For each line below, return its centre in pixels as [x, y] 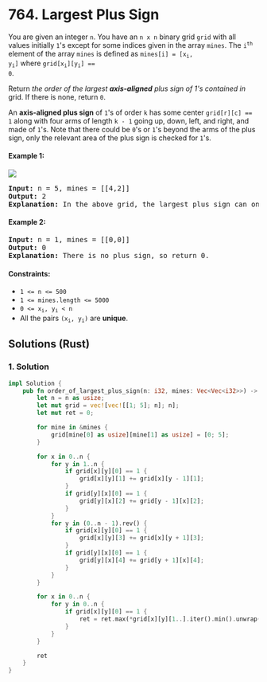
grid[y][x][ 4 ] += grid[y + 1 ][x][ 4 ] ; [141, 560]
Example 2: [27, 222]
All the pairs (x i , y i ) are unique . [74, 319]
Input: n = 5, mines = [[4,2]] [69, 188]
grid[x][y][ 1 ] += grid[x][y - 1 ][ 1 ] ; [141, 479]
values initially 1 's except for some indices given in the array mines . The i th [130, 45]
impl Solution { [35, 383]
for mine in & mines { [73, 428]
